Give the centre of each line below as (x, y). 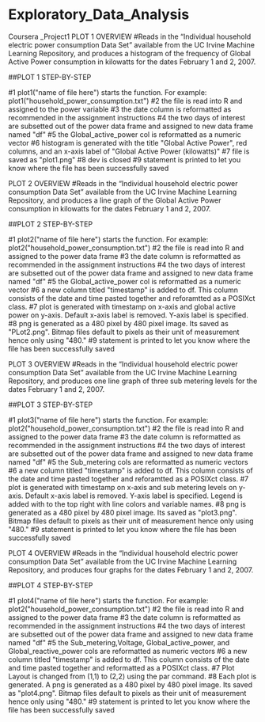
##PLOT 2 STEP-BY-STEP (51, 224)
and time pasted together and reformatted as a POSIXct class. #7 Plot (121, 667)
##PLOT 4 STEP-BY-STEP (51, 585)
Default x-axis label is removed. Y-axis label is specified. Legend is (134, 496)
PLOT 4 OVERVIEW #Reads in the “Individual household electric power (123, 553)
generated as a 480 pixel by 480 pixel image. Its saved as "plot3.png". (123, 512)
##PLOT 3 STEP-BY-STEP (51, 405)
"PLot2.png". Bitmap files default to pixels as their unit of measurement (124, 332)
